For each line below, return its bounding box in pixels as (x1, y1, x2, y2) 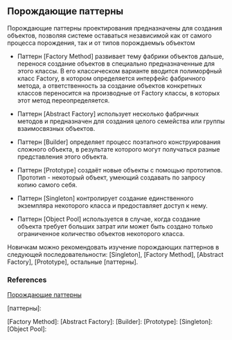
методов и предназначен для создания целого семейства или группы (17, 117, 225, 125)
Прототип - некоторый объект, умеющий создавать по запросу (17, 173, 206, 181)
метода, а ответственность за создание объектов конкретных (17, 81, 202, 89)
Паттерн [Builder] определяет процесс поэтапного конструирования (17, 138, 221, 146)
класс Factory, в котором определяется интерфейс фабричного (17, 74, 206, 82)
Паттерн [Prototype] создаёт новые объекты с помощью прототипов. (17, 165, 223, 174)
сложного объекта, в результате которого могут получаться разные (17, 145, 220, 153)
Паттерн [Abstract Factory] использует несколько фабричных (17, 109, 199, 118)
